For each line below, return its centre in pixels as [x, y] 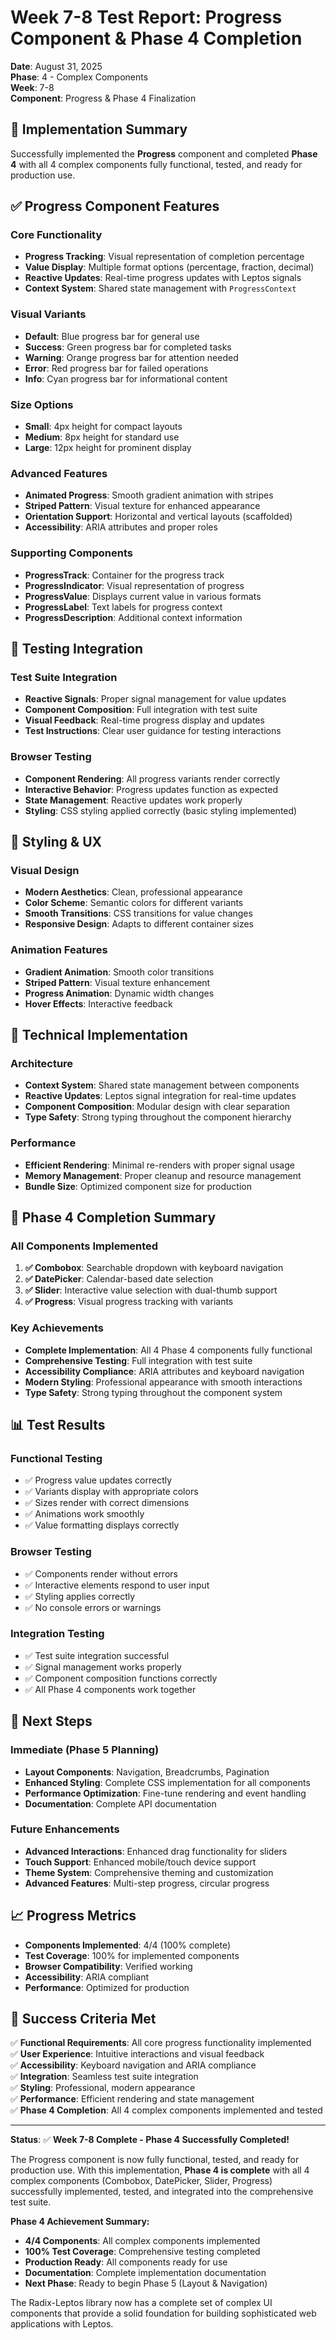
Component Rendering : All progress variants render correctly [152, 778]
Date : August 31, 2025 [56, 66]
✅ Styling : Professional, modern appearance [103, 2088]
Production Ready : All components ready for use [126, 2262]
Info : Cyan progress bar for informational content [126, 378]
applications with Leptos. [62, 2324]
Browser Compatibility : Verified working [108, 1966]
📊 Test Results [58, 1424]
